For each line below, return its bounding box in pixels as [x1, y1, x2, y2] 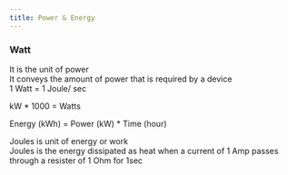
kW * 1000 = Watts [9, 101, 82, 112]
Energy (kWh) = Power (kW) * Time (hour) [9, 118, 167, 129]
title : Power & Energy [9, 13, 95, 23]
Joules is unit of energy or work [9, 135, 129, 146]
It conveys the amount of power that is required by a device [9, 73, 233, 84]
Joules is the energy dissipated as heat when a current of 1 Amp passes [9, 145, 279, 156]
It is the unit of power [9, 63, 89, 74]
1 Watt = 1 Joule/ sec [9, 83, 87, 93]
